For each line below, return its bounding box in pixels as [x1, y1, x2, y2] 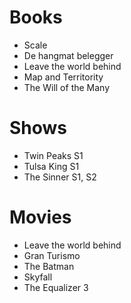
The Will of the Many [23, 81, 111, 93]
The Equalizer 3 [23, 281, 89, 293]
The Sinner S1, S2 [23, 171, 97, 183]
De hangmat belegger [23, 49, 114, 61]
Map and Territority [23, 71, 104, 83]
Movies [9, 206, 72, 229]
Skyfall [23, 271, 53, 283]
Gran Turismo [23, 249, 81, 261]
